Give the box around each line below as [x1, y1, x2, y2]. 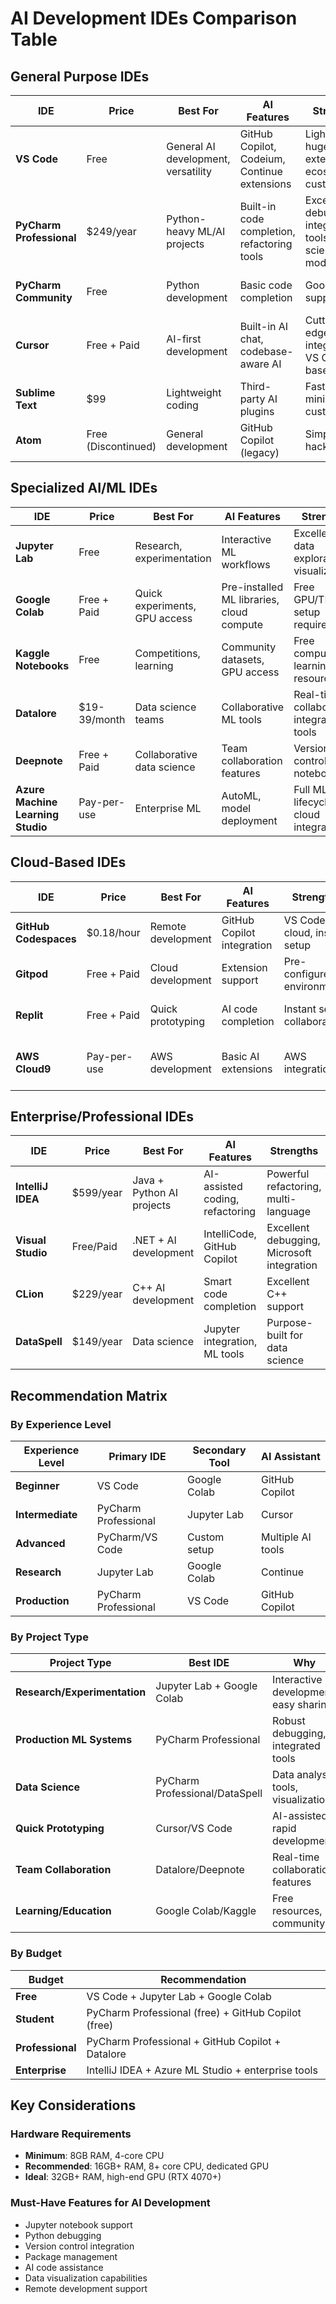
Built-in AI [239, 320, 289, 333]
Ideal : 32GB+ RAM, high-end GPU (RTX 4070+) [24, 2171, 222, 2183]
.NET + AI [132, 1233, 177, 1247]
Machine [15, 795, 58, 809]
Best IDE [188, 1656, 230, 1670]
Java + [132, 1173, 165, 1187]
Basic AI [221, 1049, 260, 1063]
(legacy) [239, 446, 280, 459]
